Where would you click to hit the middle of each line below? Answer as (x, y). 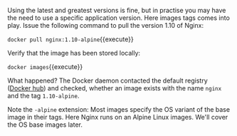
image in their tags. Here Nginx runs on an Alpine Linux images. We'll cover (118, 117)
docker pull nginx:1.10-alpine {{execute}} (70, 39)
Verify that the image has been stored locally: (74, 53)
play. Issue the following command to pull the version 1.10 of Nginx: (106, 25)
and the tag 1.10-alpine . (43, 96)
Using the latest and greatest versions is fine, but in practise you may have (117, 10)
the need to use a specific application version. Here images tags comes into (118, 18)
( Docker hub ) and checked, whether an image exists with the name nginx (115, 88)
